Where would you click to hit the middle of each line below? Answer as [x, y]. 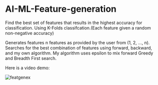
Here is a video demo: [27, 68]
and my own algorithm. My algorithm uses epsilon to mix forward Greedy [79, 53]
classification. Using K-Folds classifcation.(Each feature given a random [78, 28]
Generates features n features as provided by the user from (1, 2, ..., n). [78, 42]
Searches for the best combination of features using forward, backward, [79, 48]
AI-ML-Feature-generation [61, 9]
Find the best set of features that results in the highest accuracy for [74, 23]
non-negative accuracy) [30, 33]
